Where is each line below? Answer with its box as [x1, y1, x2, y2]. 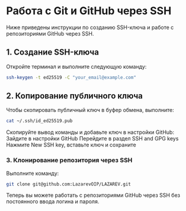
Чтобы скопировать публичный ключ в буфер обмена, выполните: [6, 107, 175, 114]
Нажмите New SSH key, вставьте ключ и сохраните [6, 141, 136, 149]
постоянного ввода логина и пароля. [6, 198, 100, 205]
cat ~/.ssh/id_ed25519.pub [6, 118, 73, 124]
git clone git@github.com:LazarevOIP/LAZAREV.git [6, 181, 132, 187]
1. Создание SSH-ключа [6, 47, 100, 57]
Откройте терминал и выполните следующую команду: [6, 63, 147, 70]
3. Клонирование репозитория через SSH [6, 156, 133, 164]
